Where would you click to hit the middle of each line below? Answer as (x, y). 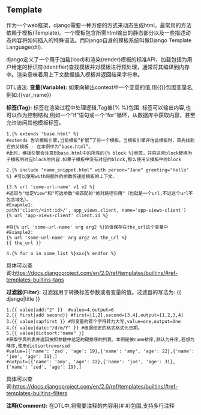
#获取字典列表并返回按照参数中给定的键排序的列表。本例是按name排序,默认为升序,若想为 (100, 339)
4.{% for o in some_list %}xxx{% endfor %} (61, 253)
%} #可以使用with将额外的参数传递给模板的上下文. (61, 176)
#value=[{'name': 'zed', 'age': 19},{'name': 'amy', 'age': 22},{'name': (100, 351)
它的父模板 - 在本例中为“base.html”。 (50, 147)
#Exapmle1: (20, 205)
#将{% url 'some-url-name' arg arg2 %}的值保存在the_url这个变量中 (87, 227)
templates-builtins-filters (37, 393)
